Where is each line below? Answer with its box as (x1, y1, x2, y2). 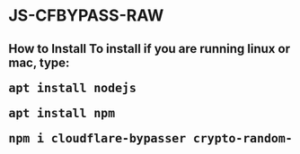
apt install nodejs (8, 81, 137, 95)
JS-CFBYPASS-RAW (8, 5, 164, 26)
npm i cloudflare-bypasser (8, 131, 187, 146)
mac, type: (8, 55, 70, 70)
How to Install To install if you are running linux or (8, 41, 291, 56)
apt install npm (8, 106, 116, 121)
